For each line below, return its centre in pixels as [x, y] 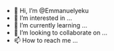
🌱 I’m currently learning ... [50, 25]
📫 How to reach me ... [46, 40]
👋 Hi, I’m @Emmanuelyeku [51, 11]
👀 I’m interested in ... [43, 18]
